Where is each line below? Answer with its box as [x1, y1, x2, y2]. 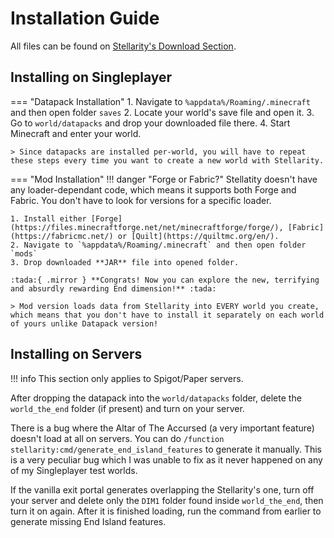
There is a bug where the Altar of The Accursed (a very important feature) [10, 422, 315, 434]
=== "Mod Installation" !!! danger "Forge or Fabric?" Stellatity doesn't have [10, 173, 318, 185]
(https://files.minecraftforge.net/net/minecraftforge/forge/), [10, 222, 284, 232]
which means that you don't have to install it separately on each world [10, 310, 325, 320]
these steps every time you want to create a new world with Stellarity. [10, 155, 325, 166]
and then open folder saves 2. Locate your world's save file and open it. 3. [10, 106, 315, 118]
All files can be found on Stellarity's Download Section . [10, 40, 237, 52]
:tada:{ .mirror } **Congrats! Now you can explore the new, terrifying [10, 275, 320, 285]
